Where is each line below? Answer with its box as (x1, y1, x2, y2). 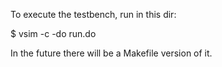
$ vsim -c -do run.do (10, 28, 97, 39)
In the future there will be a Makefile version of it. (10, 47, 213, 59)
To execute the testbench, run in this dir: (10, 9, 177, 20)
